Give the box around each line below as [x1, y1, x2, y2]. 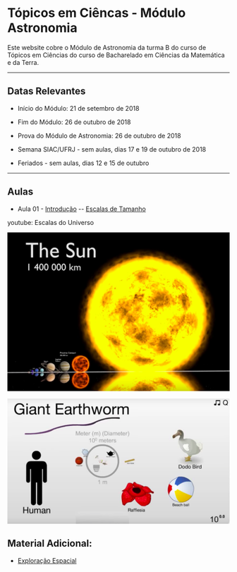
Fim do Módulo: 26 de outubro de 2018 [17, 118, 131, 126]
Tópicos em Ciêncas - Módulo [7, 5, 186, 21]
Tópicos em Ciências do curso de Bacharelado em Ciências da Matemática [7, 51, 225, 59]
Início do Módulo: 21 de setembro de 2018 [17, 104, 140, 112]
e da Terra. [7, 58, 39, 66]
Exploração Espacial [17, 556, 77, 565]
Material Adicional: [7, 537, 92, 549]
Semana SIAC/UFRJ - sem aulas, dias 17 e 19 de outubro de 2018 [17, 145, 207, 153]
